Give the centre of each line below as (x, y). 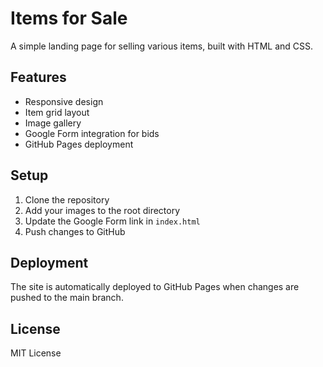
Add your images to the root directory (102, 210)
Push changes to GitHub (75, 231)
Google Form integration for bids (92, 133)
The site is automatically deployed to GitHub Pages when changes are (155, 287)
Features (38, 77)
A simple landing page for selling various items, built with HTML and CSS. (162, 46)
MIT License (36, 353)
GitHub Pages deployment (79, 144)
